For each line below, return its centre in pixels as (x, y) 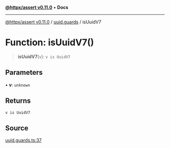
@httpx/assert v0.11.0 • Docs (37, 7)
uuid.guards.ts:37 (24, 140)
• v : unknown (18, 85)
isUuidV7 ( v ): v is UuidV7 (44, 56)
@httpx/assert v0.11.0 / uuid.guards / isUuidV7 (53, 22)
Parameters (24, 72)
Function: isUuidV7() (50, 42)
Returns (18, 101)
